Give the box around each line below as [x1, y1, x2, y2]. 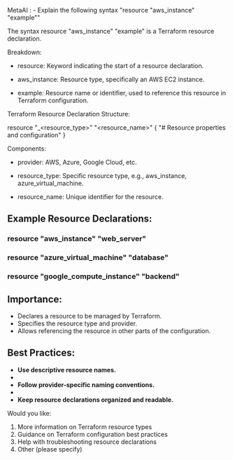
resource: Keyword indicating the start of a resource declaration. [17, 62, 204, 69]
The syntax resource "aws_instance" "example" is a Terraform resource [7, 27, 215, 35]
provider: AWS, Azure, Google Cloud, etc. [17, 158, 137, 166]
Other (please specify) [17, 445, 83, 453]
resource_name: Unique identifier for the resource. [17, 193, 164, 201]
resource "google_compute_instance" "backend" [7, 271, 180, 281]
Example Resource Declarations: [7, 213, 153, 225]
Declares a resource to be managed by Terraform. [17, 311, 162, 320]
